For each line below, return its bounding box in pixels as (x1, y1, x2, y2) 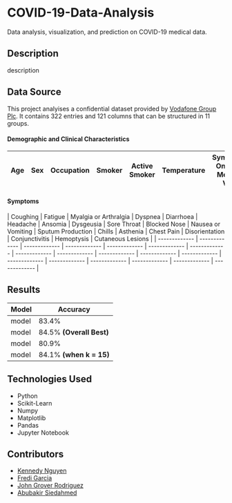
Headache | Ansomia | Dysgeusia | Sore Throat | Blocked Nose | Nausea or (7, 220, 221, 228)
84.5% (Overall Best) (38, 327, 109, 336)
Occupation (50, 165, 90, 175)
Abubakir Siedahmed (17, 488, 77, 497)
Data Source (7, 86, 61, 98)
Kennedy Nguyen (17, 466, 67, 475)
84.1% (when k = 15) (38, 350, 110, 359)
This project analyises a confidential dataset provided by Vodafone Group (7, 104, 217, 113)
